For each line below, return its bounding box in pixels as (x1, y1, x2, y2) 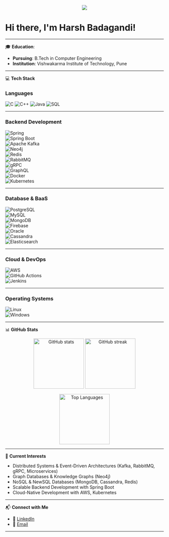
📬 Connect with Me (5, 504, 49, 510)
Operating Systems (5, 295, 54, 302)
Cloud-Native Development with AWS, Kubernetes (12, 490, 117, 496)
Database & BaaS (5, 195, 48, 202)
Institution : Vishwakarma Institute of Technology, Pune (12, 60, 127, 66)
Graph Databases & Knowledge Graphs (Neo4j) (12, 474, 111, 480)
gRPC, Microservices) (12, 468, 58, 474)
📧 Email (12, 521, 29, 527)
